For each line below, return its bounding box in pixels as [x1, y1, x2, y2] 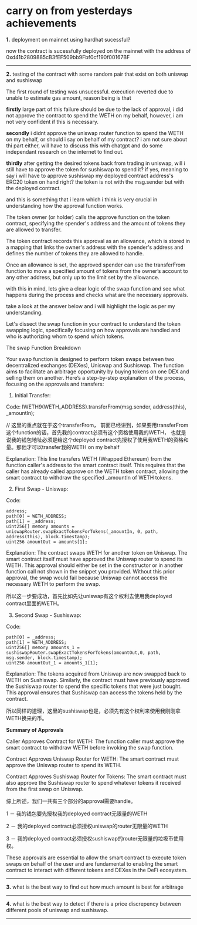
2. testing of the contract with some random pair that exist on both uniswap [6, 70, 189, 77]
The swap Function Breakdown [6, 344, 81, 351]
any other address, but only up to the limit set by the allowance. [6, 274, 159, 281]
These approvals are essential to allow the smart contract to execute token [6, 854, 186, 861]
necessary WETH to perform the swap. [6, 580, 101, 588]
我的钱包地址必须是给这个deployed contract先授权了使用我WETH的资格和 [11, 436, 189, 443]
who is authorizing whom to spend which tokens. [6, 333, 125, 340]
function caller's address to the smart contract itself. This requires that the [6, 461, 186, 468]
